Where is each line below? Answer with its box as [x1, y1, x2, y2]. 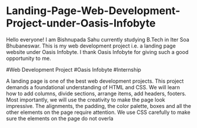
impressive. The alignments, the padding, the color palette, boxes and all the [6, 102, 191, 109]
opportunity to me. [6, 55, 51, 62]
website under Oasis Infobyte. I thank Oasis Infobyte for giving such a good [6, 48, 189, 55]
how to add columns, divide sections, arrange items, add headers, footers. [6, 90, 186, 97]
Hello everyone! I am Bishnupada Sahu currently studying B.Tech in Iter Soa [6, 36, 189, 43]
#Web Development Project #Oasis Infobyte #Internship [6, 66, 141, 73]
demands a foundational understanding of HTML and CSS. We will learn [6, 83, 181, 90]
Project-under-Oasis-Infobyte [6, 16, 156, 30]
